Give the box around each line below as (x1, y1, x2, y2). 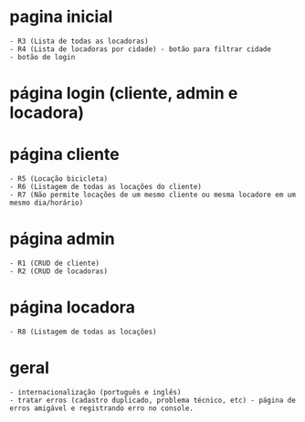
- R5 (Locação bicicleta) (9, 174, 108, 184)
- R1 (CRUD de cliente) (9, 258, 100, 268)
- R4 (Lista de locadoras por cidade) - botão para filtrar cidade (9, 44, 272, 54)
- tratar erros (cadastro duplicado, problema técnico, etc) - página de (9, 396, 297, 405)
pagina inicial (9, 6, 113, 27)
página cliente (9, 144, 121, 165)
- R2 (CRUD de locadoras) (9, 267, 108, 276)
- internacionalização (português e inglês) (9, 387, 182, 396)
